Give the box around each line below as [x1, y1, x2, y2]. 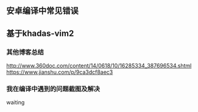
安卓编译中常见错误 [6, 5, 79, 16]
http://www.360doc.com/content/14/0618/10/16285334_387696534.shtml [6, 62, 192, 70]
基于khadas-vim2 [6, 28, 74, 38]
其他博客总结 [6, 48, 44, 56]
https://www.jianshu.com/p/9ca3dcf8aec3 [6, 68, 113, 76]
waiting [6, 99, 25, 106]
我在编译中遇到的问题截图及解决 [6, 85, 101, 93]
